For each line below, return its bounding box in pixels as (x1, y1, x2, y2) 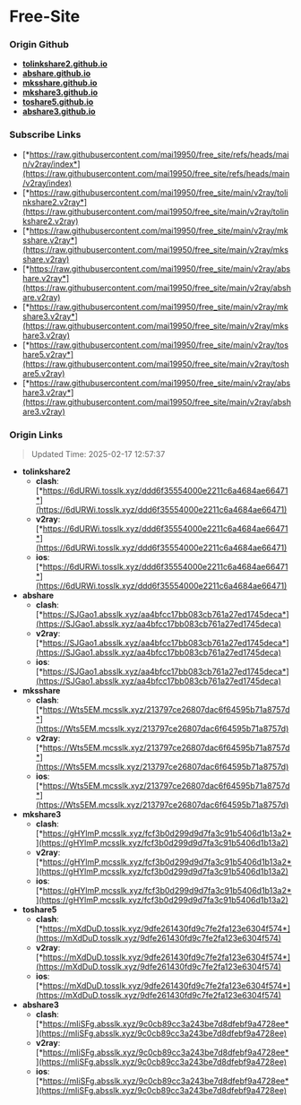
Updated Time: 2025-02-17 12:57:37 (30, 449, 166, 460)
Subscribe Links (9, 128, 82, 141)
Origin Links (9, 428, 64, 441)
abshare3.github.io (21, 106, 96, 117)
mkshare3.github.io (21, 87, 99, 98)
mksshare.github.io (21, 78, 98, 89)
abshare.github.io (21, 68, 91, 79)
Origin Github (9, 39, 70, 51)
